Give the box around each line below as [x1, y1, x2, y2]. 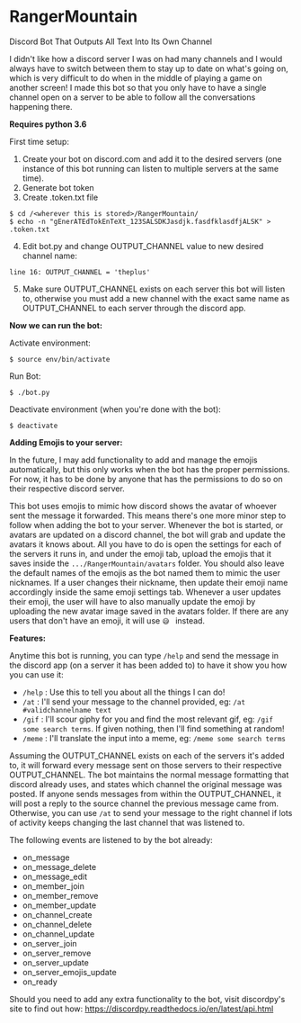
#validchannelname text [22, 705, 112, 714]
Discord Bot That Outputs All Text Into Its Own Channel [9, 36, 213, 47]
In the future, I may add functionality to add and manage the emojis [9, 454, 258, 465]
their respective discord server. [9, 483, 126, 494]
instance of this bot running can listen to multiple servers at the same [22, 163, 279, 174]
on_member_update [22, 900, 97, 911]
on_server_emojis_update [22, 966, 117, 977]
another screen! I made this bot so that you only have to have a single [9, 82, 267, 93]
